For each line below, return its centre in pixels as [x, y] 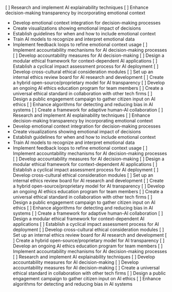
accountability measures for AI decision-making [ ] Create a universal [86, 268]
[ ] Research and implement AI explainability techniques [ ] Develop [84, 257]
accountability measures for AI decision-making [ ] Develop [76, 262]
